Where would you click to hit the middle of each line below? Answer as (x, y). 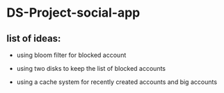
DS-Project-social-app (73, 13)
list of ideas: (34, 39)
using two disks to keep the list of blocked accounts (91, 68)
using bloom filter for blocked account (71, 55)
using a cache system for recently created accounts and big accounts (117, 82)
